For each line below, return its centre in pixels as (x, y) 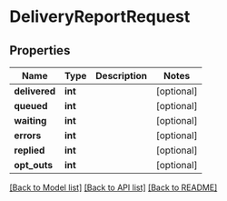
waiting (30, 121)
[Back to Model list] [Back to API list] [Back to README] (113, 187)
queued (31, 106)
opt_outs (33, 165)
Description (121, 76)
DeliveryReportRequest (100, 17)
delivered (35, 91)
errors (28, 136)
